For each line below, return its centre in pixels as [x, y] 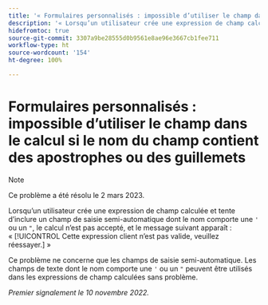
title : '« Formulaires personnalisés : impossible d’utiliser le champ [130, 16]
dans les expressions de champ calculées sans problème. [103, 277]
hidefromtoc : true [39, 30]
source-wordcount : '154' [49, 53]
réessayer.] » [30, 244]
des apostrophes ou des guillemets [127, 158]
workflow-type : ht [39, 46]
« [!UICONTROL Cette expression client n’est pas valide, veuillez [114, 236]
